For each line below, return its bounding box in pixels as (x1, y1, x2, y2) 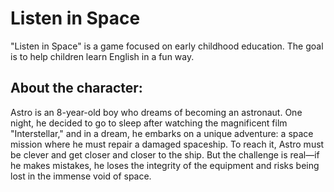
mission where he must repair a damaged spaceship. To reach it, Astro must (10, 138, 325, 150)
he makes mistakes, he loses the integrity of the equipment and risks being (10, 159, 320, 171)
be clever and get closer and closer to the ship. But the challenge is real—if (10, 148, 320, 161)
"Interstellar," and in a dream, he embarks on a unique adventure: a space (10, 127, 314, 139)
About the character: (10, 80, 143, 97)
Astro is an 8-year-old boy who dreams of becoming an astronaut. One (10, 106, 303, 118)
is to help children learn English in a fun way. (10, 50, 195, 62)
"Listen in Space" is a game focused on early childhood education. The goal (10, 40, 324, 52)
